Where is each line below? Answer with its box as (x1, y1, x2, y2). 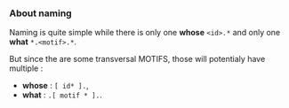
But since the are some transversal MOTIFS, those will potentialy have (9, 54, 266, 65)
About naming (9, 7, 73, 19)
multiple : (9, 63, 44, 73)
